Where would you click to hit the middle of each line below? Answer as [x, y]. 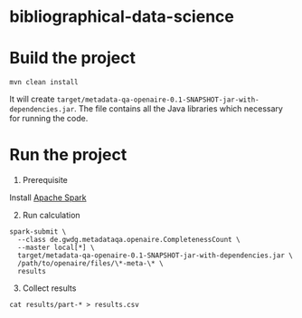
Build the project [73, 58]
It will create [32, 99]
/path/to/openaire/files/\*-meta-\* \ [91, 264]
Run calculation [51, 216]
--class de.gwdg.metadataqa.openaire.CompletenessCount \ [129, 240]
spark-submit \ [38, 232]
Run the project [68, 155]
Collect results [49, 288]
